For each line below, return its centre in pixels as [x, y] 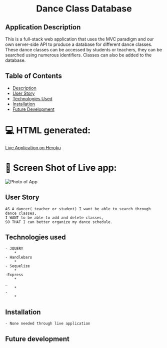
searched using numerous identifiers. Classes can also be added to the [78, 55]
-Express [14, 275]
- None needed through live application [48, 324]
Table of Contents [34, 76]
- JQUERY [14, 249]
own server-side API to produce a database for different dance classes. [79, 44]
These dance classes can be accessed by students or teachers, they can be [84, 50]
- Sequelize [17, 266]
